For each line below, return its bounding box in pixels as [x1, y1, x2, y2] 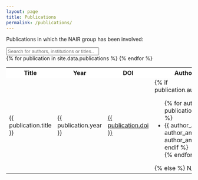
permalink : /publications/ [6, 19, 72, 25]
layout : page [6, 8, 38, 15]
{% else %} [154, 164, 186, 172]
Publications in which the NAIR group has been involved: [6, 36, 143, 43]
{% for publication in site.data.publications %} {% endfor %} [6, 55, 153, 62]
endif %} [164, 143, 189, 152]
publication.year [57, 122, 102, 130]
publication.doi [107, 122, 149, 130]
